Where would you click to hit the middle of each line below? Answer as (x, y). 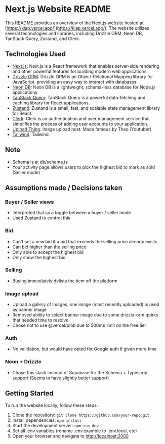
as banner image (29, 310)
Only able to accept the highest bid (48, 252)
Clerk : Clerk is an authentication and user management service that (81, 118)
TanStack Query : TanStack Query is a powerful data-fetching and (79, 97)
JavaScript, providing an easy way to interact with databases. (75, 82)
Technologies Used (35, 54)
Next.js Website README (58, 9)
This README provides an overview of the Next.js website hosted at (75, 23)
